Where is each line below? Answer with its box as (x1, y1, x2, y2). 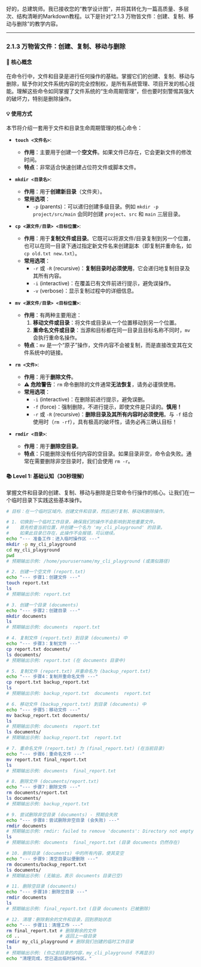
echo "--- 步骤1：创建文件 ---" (6, 575, 81, 581)
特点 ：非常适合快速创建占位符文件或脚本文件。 (23, 164, 139, 171)
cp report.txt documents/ (6, 646, 71, 652)
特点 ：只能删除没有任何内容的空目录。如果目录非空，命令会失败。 (23, 450, 187, 457)
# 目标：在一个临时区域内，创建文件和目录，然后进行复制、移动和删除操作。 (6, 508, 167, 514)
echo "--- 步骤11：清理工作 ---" (6, 922, 83, 928)
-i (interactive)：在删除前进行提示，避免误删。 (32, 396, 148, 403)
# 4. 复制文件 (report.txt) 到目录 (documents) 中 (6, 635, 128, 641)
